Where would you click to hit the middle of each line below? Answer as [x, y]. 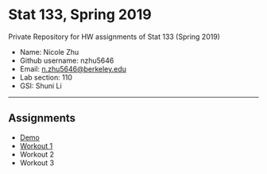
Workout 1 [36, 145]
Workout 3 [37, 162]
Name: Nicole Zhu [49, 52]
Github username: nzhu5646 [67, 60]
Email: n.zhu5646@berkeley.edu [73, 68]
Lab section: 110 [46, 77]
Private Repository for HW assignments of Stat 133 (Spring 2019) [114, 37]
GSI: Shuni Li [41, 86]
